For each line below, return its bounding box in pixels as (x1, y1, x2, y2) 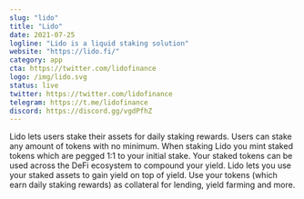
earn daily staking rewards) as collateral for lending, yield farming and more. (9, 179, 296, 191)
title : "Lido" (9, 22, 64, 31)
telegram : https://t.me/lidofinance (9, 97, 148, 107)
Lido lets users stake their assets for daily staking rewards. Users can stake (9, 131, 293, 142)
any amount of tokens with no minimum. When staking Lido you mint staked (9, 141, 294, 152)
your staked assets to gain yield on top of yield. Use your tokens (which (9, 170, 278, 181)
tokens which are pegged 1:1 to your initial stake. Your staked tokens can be (9, 151, 293, 162)
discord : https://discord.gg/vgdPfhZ (9, 106, 153, 115)
